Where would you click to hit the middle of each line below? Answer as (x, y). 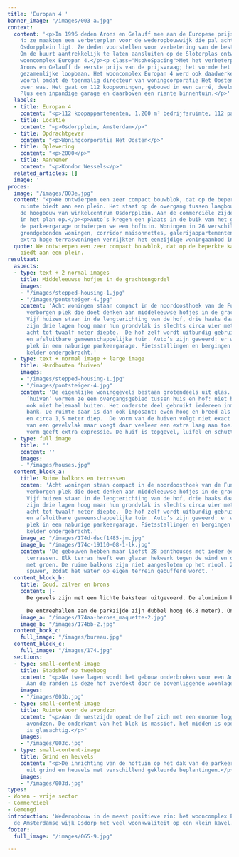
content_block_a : (39, 472)
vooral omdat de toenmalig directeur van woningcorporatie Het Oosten (127, 80)
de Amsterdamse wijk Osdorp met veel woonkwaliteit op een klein (113, 823)
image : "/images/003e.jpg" (54, 193)
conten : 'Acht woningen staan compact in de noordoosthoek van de (121, 485)
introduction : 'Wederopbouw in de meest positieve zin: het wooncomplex (117, 816)
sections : (28, 657)
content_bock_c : (38, 631)
